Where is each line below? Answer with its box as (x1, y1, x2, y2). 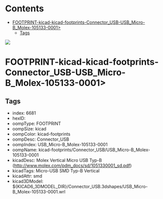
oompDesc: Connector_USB (12, 136, 69, 142)
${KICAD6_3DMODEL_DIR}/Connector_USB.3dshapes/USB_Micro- (12, 183, 148, 189)
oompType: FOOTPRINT (12, 120, 61, 126)
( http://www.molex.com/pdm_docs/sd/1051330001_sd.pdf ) (12, 162, 132, 168)
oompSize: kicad (12, 125, 47, 131)
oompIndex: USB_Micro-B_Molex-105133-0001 (12, 141, 108, 147)
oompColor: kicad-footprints (12, 131, 71, 137)
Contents (5, 3, 44, 14)
